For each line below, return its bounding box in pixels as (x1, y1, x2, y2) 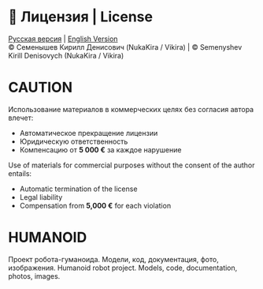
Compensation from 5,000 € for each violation (19, 201, 172, 210)
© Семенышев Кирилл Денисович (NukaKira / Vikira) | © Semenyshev (8, 42, 243, 51)
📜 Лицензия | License (8, 8, 154, 26)
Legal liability (19, 192, 63, 201)
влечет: (8, 113, 34, 122)
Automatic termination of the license (19, 184, 138, 193)
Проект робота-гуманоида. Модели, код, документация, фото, (8, 254, 219, 264)
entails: (8, 168, 32, 178)
